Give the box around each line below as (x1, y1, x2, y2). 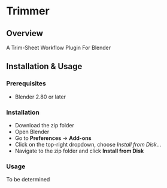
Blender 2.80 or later (14, 93, 66, 100)
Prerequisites (6, 79, 46, 88)
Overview (6, 28, 44, 38)
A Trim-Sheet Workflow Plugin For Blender (6, 44, 111, 51)
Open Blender (14, 128, 50, 135)
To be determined (6, 176, 50, 183)
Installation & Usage (6, 61, 83, 71)
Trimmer (6, 4, 50, 18)
